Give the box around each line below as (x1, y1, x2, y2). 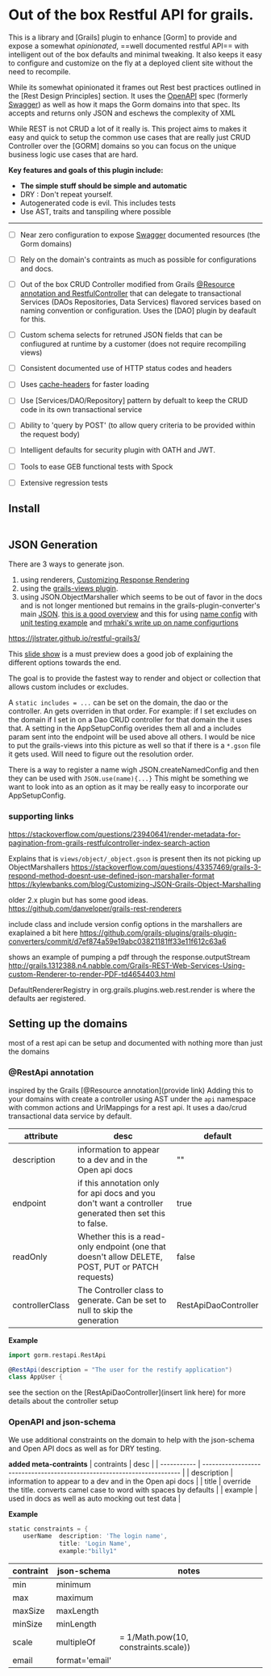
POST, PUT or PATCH (77, 1261, 159, 1272)
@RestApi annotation (8, 1067, 94, 1078)
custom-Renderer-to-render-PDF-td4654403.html (8, 969, 176, 979)
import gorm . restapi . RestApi (8, 1351, 106, 1359)
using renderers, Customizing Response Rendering (19, 575, 190, 585)
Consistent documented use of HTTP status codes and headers (19, 364, 232, 373)
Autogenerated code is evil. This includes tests (19, 198, 176, 208)
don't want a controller (77, 1198, 164, 1209)
